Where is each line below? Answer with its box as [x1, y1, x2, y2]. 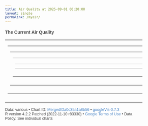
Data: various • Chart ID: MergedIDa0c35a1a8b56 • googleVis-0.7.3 [5, 107, 120, 112]
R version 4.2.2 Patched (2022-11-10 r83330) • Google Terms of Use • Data [5, 112, 133, 117]
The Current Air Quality [5, 29, 54, 35]
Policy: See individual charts [5, 116, 53, 121]
